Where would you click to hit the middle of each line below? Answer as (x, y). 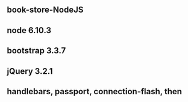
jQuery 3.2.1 (30, 71)
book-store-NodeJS (45, 10)
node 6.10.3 (29, 30)
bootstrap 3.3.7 (36, 51)
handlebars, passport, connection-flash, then (95, 91)
